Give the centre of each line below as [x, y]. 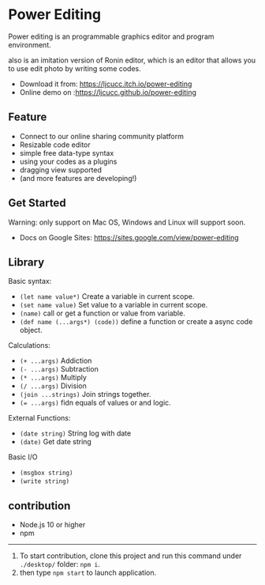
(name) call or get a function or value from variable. [102, 313]
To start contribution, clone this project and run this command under [131, 556]
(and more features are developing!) [78, 178]
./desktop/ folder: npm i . [60, 564]
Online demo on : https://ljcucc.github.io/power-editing [108, 92]
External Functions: [39, 418]
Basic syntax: [30, 281]
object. [31, 330]
